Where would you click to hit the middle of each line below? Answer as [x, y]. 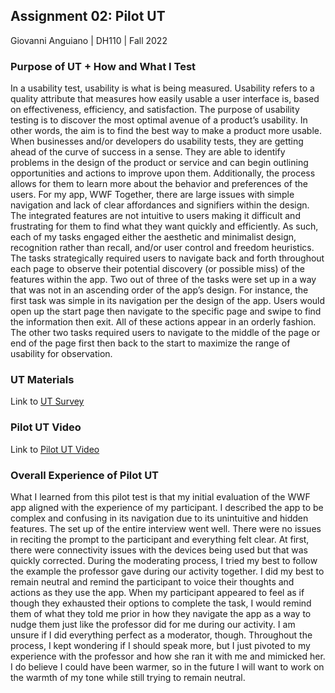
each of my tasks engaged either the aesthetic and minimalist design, [153, 237]
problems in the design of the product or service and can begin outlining [159, 163]
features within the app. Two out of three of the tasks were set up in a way [163, 280]
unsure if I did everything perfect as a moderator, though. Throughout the [161, 635]
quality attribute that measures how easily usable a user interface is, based [165, 99]
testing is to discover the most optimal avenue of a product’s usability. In [159, 120]
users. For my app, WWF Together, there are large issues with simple [152, 195]
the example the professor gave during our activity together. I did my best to [167, 571]
